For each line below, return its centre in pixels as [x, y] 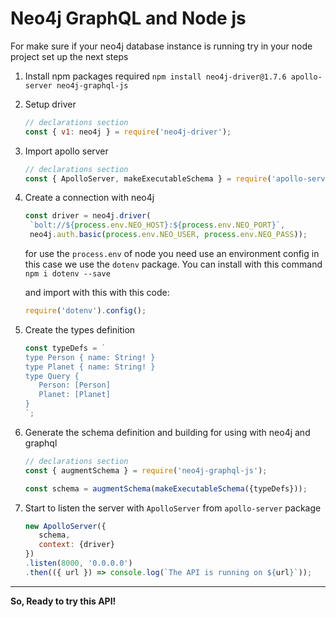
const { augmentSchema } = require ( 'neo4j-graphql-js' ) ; [146, 470]
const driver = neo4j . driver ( [88, 216]
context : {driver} [77, 545]
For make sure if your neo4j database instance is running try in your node [161, 46]
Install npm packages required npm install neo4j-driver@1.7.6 [155, 76]
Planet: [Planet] [74, 395]
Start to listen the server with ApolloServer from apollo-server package [173, 508]
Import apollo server [66, 151]
